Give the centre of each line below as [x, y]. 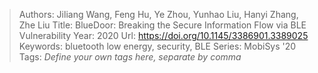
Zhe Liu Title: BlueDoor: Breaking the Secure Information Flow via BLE [162, 25]
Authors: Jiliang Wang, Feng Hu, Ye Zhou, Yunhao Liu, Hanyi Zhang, [158, 14]
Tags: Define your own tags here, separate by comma [130, 57]
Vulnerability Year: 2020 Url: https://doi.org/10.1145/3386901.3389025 [163, 35]
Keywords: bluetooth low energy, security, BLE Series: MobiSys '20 [157, 46]
